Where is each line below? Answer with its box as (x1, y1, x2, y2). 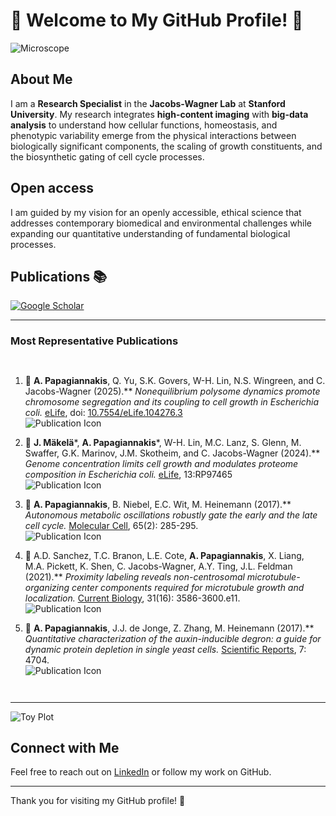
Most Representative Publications (10, 334, 179, 348)
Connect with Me (10, 740, 120, 757)
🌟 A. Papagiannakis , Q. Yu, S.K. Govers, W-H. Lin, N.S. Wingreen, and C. (24, 374, 326, 386)
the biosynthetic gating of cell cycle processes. (10, 150, 205, 163)
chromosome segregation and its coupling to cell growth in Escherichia (24, 395, 320, 408)
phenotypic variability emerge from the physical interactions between (10, 129, 297, 141)
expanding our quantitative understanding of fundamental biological (10, 227, 291, 239)
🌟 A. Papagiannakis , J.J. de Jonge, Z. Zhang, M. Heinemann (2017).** (24, 622, 315, 634)
